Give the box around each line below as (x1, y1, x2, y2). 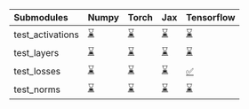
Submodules (13, 12, 68, 23)
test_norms (13, 83, 60, 96)
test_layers (13, 46, 60, 58)
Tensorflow (185, 12, 236, 23)
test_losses (13, 65, 61, 77)
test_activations (13, 28, 80, 41)
